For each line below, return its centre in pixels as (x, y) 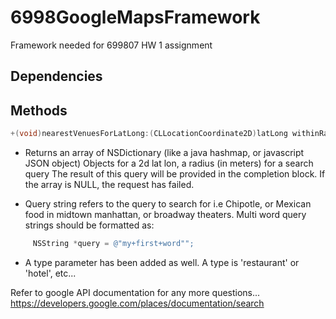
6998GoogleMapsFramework (135, 17)
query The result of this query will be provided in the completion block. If (175, 174)
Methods (39, 110)
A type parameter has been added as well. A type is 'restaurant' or (162, 262)
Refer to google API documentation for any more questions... (135, 292)
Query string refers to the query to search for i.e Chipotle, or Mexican (168, 204)
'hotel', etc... (50, 273)
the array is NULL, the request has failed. (109, 185)
